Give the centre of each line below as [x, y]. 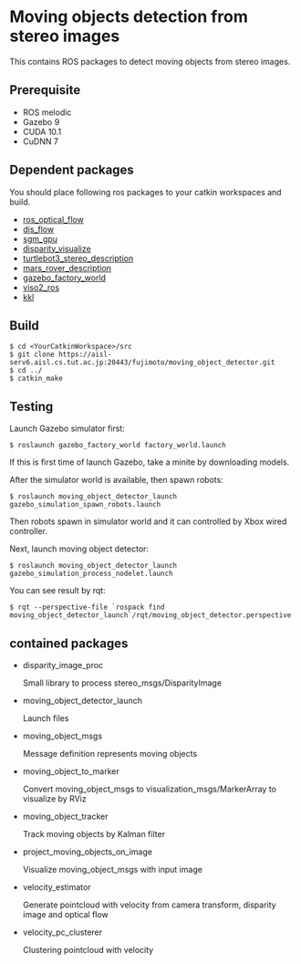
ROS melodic [47, 112]
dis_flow [38, 229]
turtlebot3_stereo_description [78, 258]
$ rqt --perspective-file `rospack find [88, 608]
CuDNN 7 [41, 141]
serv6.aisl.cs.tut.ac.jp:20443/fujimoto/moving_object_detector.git [142, 362]
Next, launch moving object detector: [79, 549]
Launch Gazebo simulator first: [67, 429]
